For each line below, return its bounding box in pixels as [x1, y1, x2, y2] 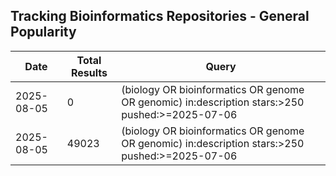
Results [70, 65, 108, 79]
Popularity [10, 24, 77, 41]
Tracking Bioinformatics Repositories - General [10, 8, 310, 25]
